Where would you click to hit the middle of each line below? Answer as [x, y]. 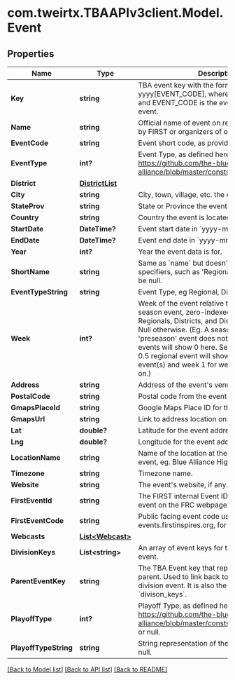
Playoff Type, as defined [178, 606]
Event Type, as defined [176, 154]
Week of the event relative [181, 303]
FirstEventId [31, 501]
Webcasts [28, 536]
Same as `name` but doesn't [184, 263]
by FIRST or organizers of [180, 131]
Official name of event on [179, 123]
